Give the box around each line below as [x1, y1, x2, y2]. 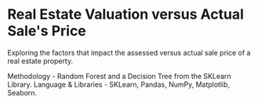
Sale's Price [7, 22, 87, 40]
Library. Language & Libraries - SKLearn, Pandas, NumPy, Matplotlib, [7, 80, 231, 89]
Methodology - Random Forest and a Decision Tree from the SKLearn [7, 71, 232, 81]
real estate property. [7, 56, 74, 66]
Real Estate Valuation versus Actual [7, 5, 245, 23]
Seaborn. [7, 88, 37, 97]
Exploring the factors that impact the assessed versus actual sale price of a [7, 48, 251, 57]
